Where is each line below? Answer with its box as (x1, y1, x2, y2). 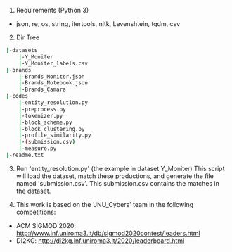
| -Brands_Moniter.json (18, 73, 85, 80)
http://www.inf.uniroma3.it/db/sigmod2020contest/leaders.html (15, 229, 200, 237)
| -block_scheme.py (18, 119, 72, 126)
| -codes (6, 93, 29, 100)
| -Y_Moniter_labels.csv (18, 60, 89, 67)
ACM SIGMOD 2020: (15, 221, 77, 229)
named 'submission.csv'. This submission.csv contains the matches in (15, 179, 220, 187)
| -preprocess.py (18, 106, 67, 113)
